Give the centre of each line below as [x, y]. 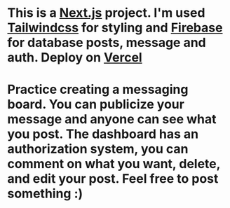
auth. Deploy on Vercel [75, 58]
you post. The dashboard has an [103, 134]
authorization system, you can [98, 149]
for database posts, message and [107, 43]
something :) [45, 194]
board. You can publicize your [96, 105]
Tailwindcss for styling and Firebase [115, 28]
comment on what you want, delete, [114, 164]
